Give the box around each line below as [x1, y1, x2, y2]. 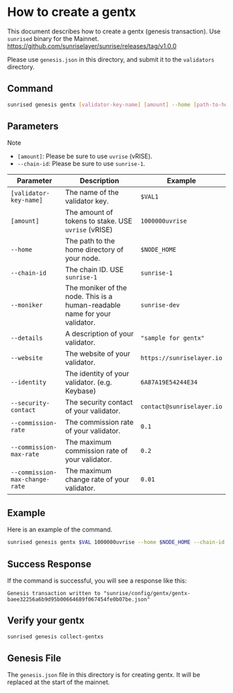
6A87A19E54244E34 [140, 379, 198, 386]
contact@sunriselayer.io [140, 403, 223, 411]
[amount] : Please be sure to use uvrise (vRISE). [17, 152, 153, 160]
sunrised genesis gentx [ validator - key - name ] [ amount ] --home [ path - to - [7, 101, 222, 108]
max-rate [10, 450, 40, 459]
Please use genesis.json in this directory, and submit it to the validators [7, 55, 215, 63]
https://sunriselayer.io [140, 354, 223, 362]
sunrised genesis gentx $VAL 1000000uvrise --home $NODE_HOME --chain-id [7, 539, 225, 546]
